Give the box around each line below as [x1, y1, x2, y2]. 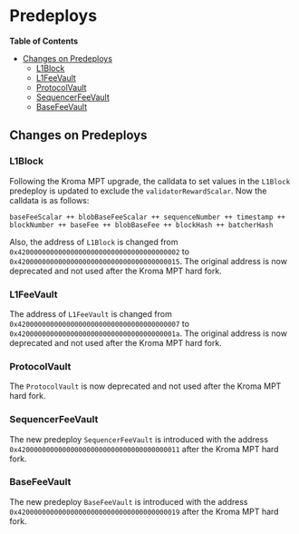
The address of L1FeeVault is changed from [9, 308, 172, 319]
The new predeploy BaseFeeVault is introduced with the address [9, 496, 248, 507]
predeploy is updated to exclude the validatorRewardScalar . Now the [9, 185, 267, 196]
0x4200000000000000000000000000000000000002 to [9, 246, 190, 257]
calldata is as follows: [9, 194, 90, 205]
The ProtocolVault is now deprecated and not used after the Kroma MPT [9, 381, 282, 391]
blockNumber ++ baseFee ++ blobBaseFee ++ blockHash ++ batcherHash [9, 220, 274, 230]
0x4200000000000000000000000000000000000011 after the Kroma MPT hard [9, 443, 279, 454]
